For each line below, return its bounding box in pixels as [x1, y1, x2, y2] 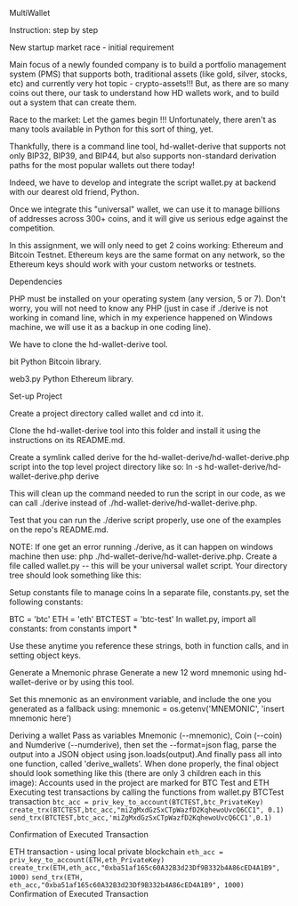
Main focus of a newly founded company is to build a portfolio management [9, 60, 286, 69]
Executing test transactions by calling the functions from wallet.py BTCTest [9, 787, 285, 797]
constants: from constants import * [9, 623, 138, 634]
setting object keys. [9, 650, 82, 660]
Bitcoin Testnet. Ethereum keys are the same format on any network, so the [9, 249, 286, 260]
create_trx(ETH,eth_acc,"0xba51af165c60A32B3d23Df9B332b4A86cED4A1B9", [9, 863, 280, 872]
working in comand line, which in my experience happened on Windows [9, 312, 273, 323]
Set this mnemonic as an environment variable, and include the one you [9, 694, 271, 704]
